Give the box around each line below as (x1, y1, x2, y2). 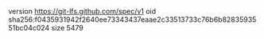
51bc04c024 (8, 23, 50, 32)
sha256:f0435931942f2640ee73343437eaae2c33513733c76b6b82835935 (8, 15, 257, 24)
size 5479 (51, 23, 83, 32)
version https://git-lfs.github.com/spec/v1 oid (8, 7, 157, 16)
